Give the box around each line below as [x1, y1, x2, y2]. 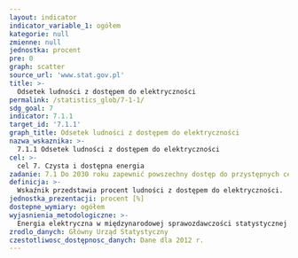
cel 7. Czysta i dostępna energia [17, 161, 145, 170]
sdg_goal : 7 [9, 104, 53, 113]
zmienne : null [9, 37, 62, 47]
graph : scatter [9, 63, 66, 72]
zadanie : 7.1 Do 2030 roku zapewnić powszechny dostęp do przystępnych [9, 169, 279, 178]
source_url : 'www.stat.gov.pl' [9, 71, 125, 80]
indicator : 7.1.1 [9, 112, 74, 121]
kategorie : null [9, 29, 69, 38]
